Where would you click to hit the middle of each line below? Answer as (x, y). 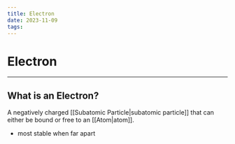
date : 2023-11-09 (33, 20)
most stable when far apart (56, 134)
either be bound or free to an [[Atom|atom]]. (71, 120)
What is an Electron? (53, 95)
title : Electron (31, 14)
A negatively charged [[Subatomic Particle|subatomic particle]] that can (111, 113)
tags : (15, 27)
